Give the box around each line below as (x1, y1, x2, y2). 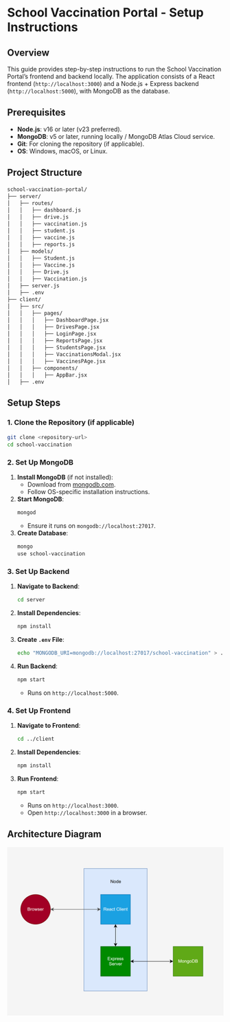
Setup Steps (7, 397, 60, 409)
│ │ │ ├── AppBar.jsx (7, 371, 88, 379)
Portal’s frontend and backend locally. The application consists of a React (7, 72, 215, 80)
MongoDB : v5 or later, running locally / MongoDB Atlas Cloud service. (16, 132, 215, 140)
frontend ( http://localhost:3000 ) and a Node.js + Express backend (7, 80, 199, 87)
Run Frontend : (16, 775, 59, 783)
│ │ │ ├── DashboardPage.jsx (7, 316, 109, 324)
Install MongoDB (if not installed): (16, 473, 113, 482)
